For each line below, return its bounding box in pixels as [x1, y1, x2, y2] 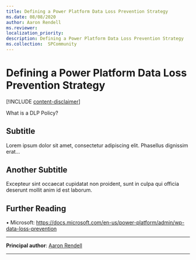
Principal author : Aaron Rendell [6, 242, 83, 249]
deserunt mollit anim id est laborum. [6, 186, 92, 193]
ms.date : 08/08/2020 [6, 14, 57, 20]
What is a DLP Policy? [6, 109, 58, 116]
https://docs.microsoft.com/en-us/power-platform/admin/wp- [36, 219, 185, 226]
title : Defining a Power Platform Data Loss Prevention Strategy [6, 8, 168, 15]
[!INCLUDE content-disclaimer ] [6, 98, 80, 105]
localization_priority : [6, 30, 64, 36]
